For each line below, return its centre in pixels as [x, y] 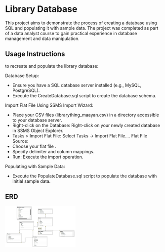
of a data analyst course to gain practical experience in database [71, 33]
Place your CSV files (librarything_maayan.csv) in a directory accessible [85, 115]
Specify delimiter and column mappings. [53, 151]
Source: [20, 141]
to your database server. [37, 120]
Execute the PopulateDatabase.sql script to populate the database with [84, 176]
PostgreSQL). [26, 90]
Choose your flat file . [34, 146]
